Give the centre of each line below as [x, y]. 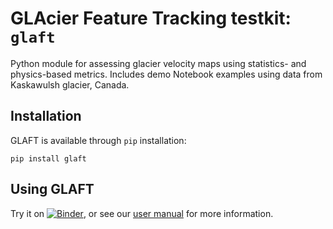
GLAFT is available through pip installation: [98, 140]
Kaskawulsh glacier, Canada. [70, 84]
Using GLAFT [52, 189]
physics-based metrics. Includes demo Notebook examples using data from [166, 74]
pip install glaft [48, 158]
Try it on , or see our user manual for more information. [142, 213]
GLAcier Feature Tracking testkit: [151, 18]
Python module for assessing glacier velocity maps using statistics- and [158, 63]
